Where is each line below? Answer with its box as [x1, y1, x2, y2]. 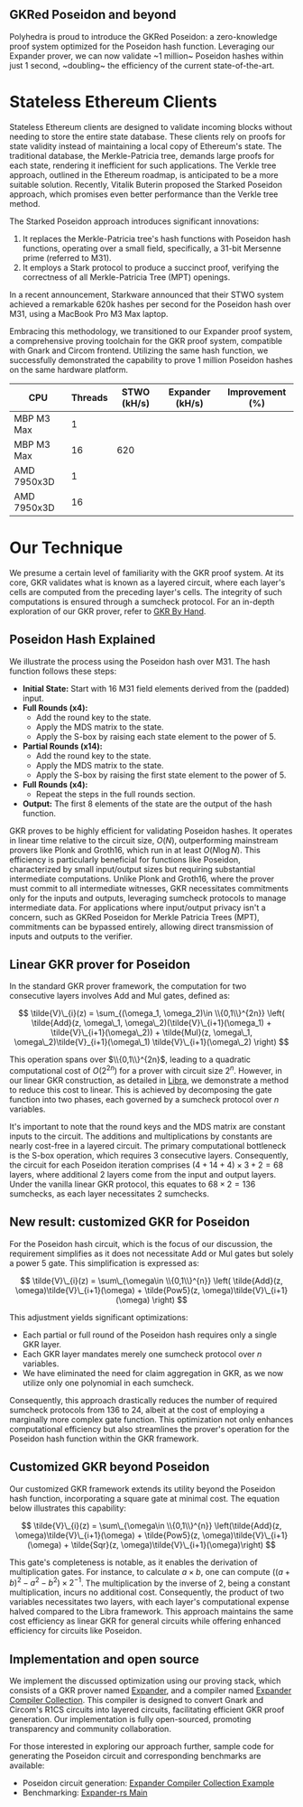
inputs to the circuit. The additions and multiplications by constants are [9, 1131, 273, 1141]
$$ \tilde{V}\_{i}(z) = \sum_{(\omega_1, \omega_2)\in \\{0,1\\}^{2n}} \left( [17, 1008, 286, 1019]
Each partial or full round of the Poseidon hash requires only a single [22, 1329, 278, 1340]
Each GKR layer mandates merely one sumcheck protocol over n [22, 1348, 262, 1359]
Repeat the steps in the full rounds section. [35, 788, 196, 799]
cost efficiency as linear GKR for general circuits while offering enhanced [9, 1616, 281, 1626]
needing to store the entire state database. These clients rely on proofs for [9, 131, 286, 142]
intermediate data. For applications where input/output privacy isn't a [9, 902, 266, 913]
